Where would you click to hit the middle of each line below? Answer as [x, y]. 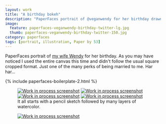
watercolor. [29, 106]
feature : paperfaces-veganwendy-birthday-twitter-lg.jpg [69, 28]
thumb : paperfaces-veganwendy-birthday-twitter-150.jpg [68, 33]
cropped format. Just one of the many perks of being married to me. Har [79, 66]
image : [12, 23]
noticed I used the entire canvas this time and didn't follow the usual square [82, 61]
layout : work [19, 10]
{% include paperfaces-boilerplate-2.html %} [51, 81]
